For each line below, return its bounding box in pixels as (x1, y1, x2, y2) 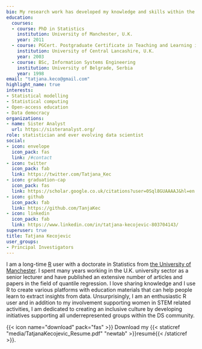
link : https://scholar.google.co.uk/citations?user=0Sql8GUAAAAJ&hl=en (11, 188, 195, 194)
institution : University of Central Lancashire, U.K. (17, 48, 155, 54)
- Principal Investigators (6, 244, 74, 250)
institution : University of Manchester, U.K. (17, 31, 133, 37)
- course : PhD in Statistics (11, 25, 85, 32)
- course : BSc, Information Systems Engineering (11, 59, 136, 65)
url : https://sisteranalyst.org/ (11, 127, 96, 133)
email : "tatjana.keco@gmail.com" (6, 76, 90, 82)
